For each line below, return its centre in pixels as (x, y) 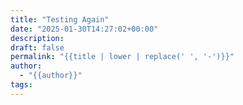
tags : (21, 85)
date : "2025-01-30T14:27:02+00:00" (84, 29)
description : (37, 38)
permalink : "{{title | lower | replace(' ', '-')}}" (122, 57)
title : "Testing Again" (60, 19)
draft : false (37, 47)
